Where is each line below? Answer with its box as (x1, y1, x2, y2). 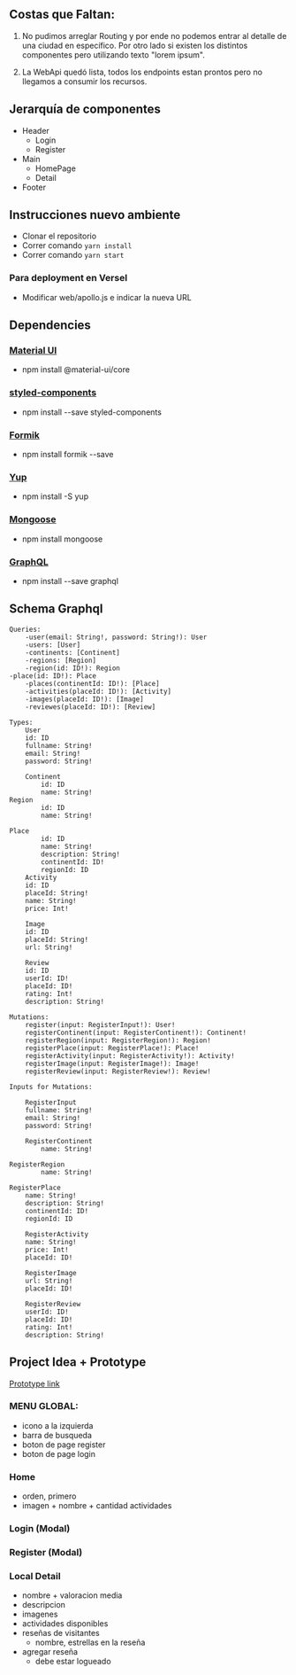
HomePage (34, 163, 77, 174)
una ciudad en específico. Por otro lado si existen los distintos (21, 40, 248, 51)
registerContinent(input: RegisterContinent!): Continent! (25, 1028, 247, 1037)
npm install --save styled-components (21, 407, 162, 417)
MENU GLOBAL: (9, 1400, 79, 1413)
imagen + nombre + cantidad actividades (21, 1500, 172, 1511)
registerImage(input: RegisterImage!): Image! (25, 1059, 200, 1068)
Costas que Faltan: (9, 7, 115, 22)
